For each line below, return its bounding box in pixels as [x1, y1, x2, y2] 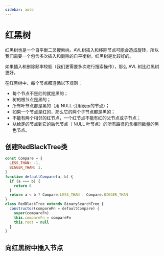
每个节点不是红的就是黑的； [12, 90, 69, 96]
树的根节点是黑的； [12, 96, 51, 102]
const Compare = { [5, 156, 43, 161]
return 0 [14, 183, 32, 188]
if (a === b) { [9, 179, 41, 184]
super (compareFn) [14, 210, 49, 215]
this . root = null [14, 220, 49, 225]
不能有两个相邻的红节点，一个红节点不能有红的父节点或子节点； [12, 115, 141, 120]
